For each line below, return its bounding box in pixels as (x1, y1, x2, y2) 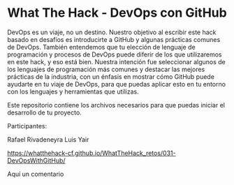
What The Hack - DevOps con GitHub (7, 5, 227, 21)
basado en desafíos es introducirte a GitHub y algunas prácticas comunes (7, 35, 221, 43)
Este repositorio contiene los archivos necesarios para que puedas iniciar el (7, 101, 226, 109)
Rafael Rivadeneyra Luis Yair (7, 135, 89, 144)
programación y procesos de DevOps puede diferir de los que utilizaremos (7, 50, 222, 59)
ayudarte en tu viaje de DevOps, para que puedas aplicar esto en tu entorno (7, 80, 226, 88)
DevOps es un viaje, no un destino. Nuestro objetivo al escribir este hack (7, 28, 217, 36)
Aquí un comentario (7, 170, 64, 178)
